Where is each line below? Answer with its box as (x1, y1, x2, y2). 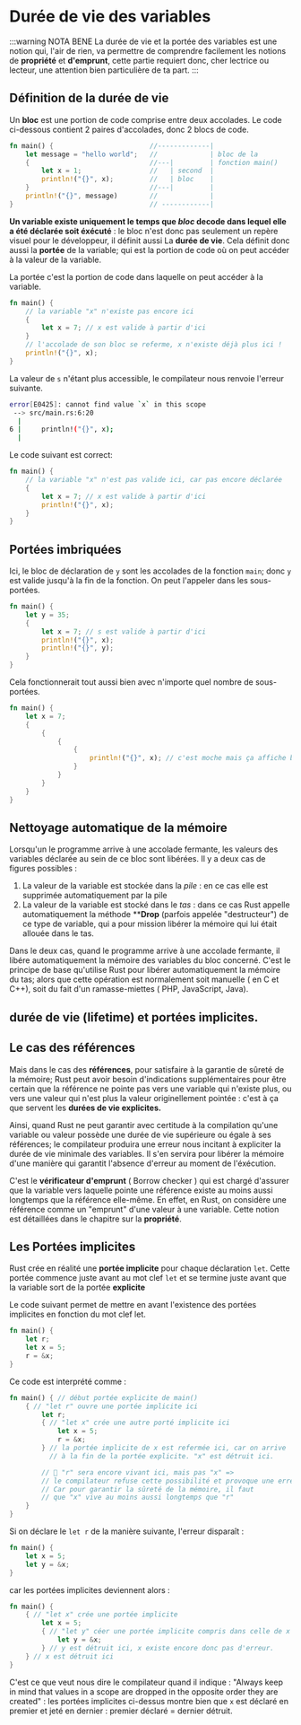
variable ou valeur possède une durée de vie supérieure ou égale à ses (9, 1129, 271, 1140)
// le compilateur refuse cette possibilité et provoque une (41, 1476, 275, 1485)
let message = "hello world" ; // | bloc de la (25, 150, 258, 159)
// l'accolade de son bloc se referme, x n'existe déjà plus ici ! (25, 340, 282, 349)
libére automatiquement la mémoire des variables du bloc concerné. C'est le (9, 955, 291, 966)
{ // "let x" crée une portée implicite (25, 1610, 178, 1619)
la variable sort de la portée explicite (9, 1282, 146, 1293)
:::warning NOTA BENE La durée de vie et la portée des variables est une (9, 36, 278, 47)
